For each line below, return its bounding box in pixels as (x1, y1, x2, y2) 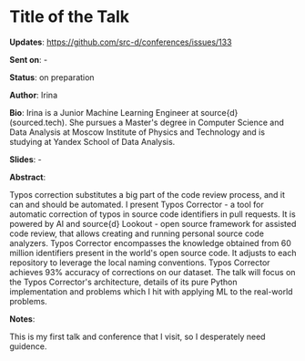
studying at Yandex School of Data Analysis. (9, 136, 176, 147)
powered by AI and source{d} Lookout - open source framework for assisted (9, 218, 297, 229)
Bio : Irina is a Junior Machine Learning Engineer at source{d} (9, 107, 239, 118)
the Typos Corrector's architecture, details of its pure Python (9, 276, 238, 287)
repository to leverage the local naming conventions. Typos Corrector (9, 257, 270, 268)
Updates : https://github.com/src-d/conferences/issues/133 (9, 36, 232, 47)
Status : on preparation (9, 71, 95, 83)
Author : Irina (9, 89, 58, 100)
